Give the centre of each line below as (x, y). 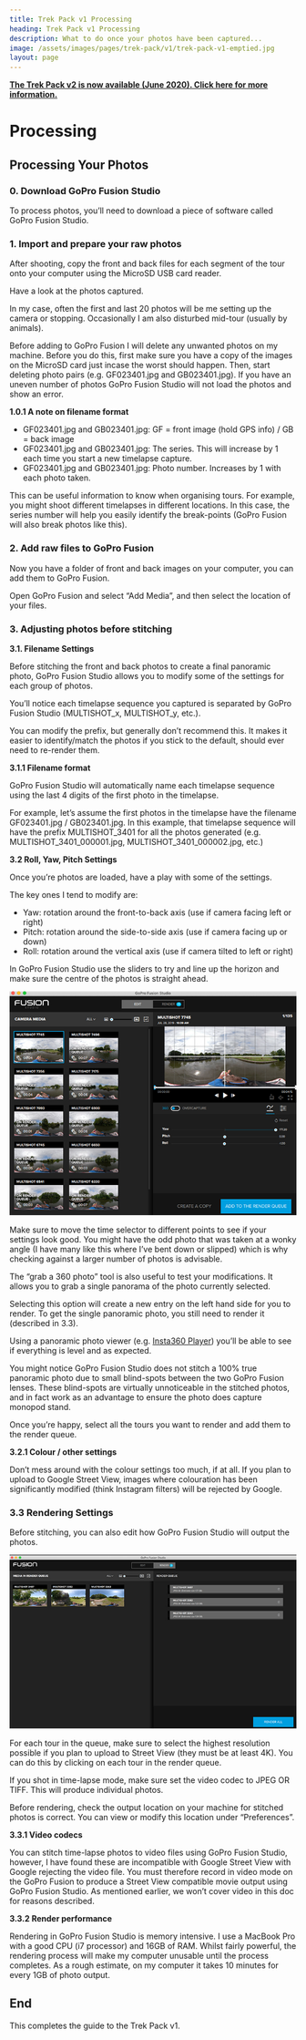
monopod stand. (40, 1406)
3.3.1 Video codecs (46, 1834)
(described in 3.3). (44, 1323)
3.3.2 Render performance (61, 1918)
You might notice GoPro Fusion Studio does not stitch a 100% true (133, 1368)
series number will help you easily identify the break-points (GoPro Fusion (148, 515)
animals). (26, 328)
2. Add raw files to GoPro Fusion (82, 549)
